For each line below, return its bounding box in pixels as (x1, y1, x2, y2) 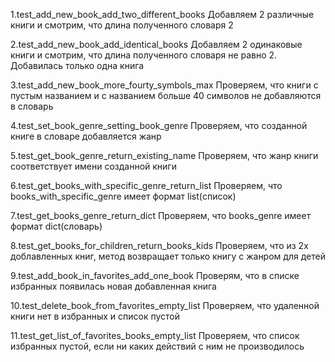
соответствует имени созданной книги (10, 160, 177, 172)
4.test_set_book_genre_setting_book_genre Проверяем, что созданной (10, 120, 308, 131)
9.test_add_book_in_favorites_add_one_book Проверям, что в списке (10, 270, 300, 281)
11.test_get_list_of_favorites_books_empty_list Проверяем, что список (10, 330, 300, 341)
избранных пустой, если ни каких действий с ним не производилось (10, 340, 305, 352)
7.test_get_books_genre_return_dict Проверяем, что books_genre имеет (10, 210, 312, 221)
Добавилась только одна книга (10, 60, 145, 71)
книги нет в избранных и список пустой (10, 310, 181, 322)
